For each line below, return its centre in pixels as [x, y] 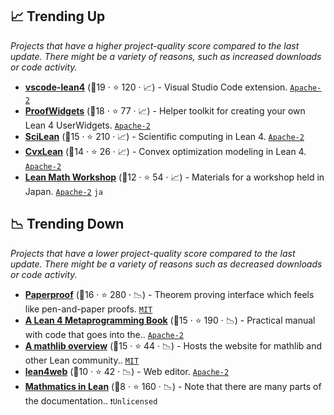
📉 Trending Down [67, 224]
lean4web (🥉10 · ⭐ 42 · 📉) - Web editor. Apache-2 [127, 371]
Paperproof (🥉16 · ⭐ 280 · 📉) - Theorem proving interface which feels [169, 294]
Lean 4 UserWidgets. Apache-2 [87, 125]
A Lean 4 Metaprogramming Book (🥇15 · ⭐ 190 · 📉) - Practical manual [170, 320]
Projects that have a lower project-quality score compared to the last [153, 253]
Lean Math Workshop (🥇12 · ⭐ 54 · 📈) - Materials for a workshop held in [174, 177]
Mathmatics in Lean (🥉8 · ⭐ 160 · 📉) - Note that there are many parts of [173, 386]
